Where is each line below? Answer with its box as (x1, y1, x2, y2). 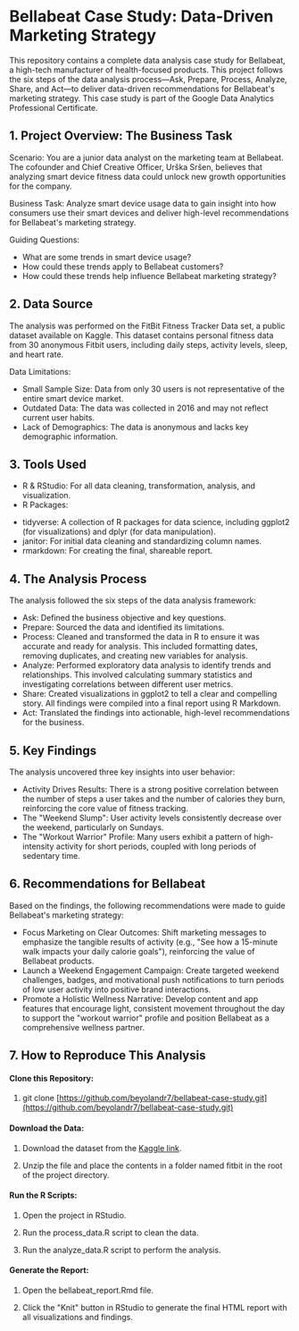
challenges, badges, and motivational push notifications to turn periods (21, 974, 285, 985)
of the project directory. (21, 1169, 110, 1180)
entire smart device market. (21, 393, 124, 403)
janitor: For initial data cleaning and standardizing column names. (21, 536, 262, 547)
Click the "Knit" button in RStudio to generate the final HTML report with (21, 1302, 287, 1313)
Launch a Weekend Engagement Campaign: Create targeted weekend (21, 964, 279, 976)
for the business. (21, 717, 85, 728)
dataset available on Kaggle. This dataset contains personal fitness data (9, 329, 274, 341)
